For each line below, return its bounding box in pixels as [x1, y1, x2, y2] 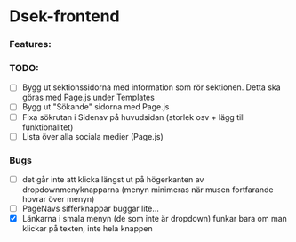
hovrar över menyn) [21, 194, 95, 205]
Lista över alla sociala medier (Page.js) [21, 131, 164, 141]
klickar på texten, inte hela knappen [21, 223, 153, 234]
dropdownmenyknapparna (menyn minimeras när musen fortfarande [21, 184, 274, 195]
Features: [9, 38, 52, 51]
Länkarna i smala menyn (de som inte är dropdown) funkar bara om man [21, 214, 287, 224]
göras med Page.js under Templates [21, 92, 156, 103]
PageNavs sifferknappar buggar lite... [21, 203, 160, 214]
